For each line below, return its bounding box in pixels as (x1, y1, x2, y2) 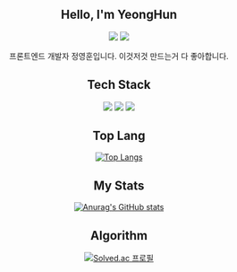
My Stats (93, 178, 145, 193)
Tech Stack (87, 77, 151, 92)
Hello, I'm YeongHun (61, 7, 177, 22)
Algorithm (90, 228, 148, 243)
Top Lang (92, 128, 146, 144)
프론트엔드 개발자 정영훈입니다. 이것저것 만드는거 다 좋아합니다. (8, 50, 230, 61)
